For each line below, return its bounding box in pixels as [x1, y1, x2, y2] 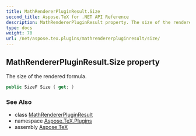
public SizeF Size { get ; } [6, 84, 75, 90]
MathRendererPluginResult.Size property [6, 57, 160, 67]
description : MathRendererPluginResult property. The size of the [6, 19, 171, 25]
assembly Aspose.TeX [14, 123, 68, 130]
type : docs [6, 25, 33, 31]
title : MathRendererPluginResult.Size [6, 8, 100, 15]
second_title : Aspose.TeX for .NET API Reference [6, 14, 129, 20]
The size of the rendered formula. [6, 72, 87, 79]
